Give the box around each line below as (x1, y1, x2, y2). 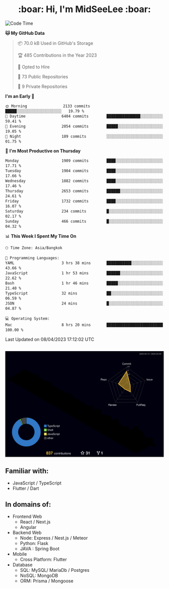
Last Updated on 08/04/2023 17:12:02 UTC (5, 336, 95, 342)
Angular (20, 524, 37, 530)
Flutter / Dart (12, 485, 39, 492)
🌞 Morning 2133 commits (5, 104, 91, 109)
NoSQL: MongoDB (20, 572, 58, 579)
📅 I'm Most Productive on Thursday (5, 148, 81, 154)
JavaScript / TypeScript (12, 480, 62, 486)
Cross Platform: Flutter (20, 557, 67, 563)
